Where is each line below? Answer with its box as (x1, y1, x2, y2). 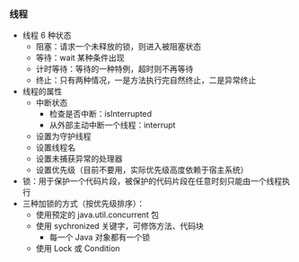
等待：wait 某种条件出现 (35, 52, 125, 64)
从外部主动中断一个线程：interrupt (48, 119, 176, 131)
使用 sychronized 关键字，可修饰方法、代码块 (35, 221, 205, 231)
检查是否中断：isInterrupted (48, 109, 153, 119)
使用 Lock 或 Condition (35, 243, 120, 254)
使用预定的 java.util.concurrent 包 (35, 209, 160, 221)
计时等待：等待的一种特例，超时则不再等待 (35, 64, 194, 74)
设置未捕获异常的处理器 (35, 153, 123, 164)
